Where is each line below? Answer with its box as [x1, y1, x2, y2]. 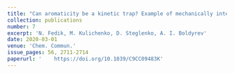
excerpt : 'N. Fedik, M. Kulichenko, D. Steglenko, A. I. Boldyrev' [7, 29, 208, 37]
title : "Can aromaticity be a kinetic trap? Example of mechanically [7, 10, 214, 17]
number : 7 [7, 23, 36, 30]
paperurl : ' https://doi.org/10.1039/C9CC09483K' [7, 56, 164, 63]
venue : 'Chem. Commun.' [7, 42, 77, 49]
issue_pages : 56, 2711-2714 [7, 49, 89, 56]
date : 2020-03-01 [7, 36, 58, 43]
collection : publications [7, 17, 82, 24]
